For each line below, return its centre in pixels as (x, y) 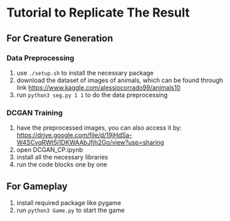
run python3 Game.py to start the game (70, 210)
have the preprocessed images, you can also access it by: (99, 128)
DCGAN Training (35, 113)
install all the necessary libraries (62, 157)
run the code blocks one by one (62, 164)
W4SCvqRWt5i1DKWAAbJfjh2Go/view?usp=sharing (90, 142)
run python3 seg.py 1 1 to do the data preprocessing (92, 95)
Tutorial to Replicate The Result (98, 13)
